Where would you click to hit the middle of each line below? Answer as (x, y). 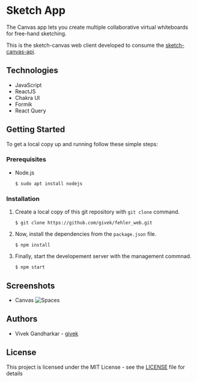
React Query (30, 110)
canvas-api (20, 51)
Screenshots (31, 285)
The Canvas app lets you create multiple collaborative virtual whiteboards (97, 27)
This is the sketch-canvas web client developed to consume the (85, 45)
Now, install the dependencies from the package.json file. (86, 234)
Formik (23, 104)
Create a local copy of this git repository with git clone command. (97, 212)
